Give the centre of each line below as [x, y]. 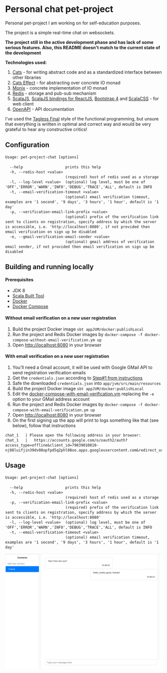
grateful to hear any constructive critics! [46, 129]
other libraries [27, 77]
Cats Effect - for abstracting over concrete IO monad [66, 83]
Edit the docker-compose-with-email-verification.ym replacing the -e [83, 394]
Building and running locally [49, 267]
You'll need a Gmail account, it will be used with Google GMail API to [82, 367]
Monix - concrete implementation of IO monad [60, 88]
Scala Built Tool [28, 296]
